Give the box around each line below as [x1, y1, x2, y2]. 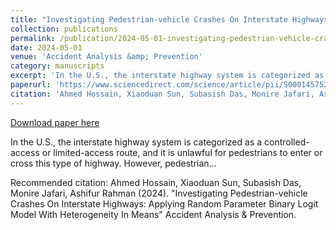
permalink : [10, 33, 56, 43]
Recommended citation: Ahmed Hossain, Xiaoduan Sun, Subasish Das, [10, 176, 302, 188]
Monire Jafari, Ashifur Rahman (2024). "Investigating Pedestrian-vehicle [10, 187, 308, 199]
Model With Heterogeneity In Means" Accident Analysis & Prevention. [10, 208, 297, 220]
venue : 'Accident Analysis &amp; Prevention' [10, 52, 203, 62]
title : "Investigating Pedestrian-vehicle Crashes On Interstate [10, 14, 288, 25]
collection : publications [10, 24, 118, 34]
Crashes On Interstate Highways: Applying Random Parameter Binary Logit [10, 197, 319, 210]
